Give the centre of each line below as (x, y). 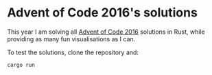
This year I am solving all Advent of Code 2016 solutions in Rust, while (106, 32)
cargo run (21, 65)
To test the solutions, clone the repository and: (73, 52)
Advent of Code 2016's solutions (102, 13)
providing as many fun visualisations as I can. (71, 39)
